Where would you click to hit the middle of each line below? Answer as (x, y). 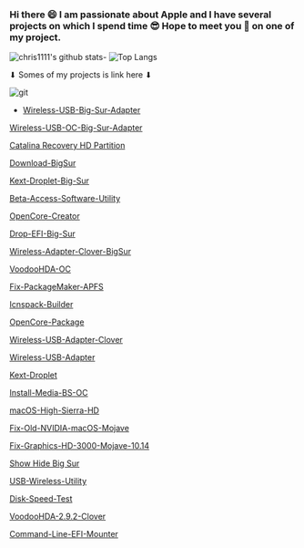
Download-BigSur (43, 163)
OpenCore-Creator (45, 216)
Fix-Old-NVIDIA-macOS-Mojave (70, 429)
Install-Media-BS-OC (49, 393)
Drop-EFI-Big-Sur (42, 234)
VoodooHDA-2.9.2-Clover (58, 517)
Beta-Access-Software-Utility (65, 199)
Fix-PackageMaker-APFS (57, 287)
